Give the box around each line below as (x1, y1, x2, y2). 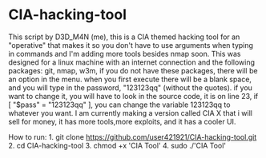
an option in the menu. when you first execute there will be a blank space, (8, 74, 252, 84)
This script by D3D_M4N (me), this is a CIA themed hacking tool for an (8, 32, 240, 41)
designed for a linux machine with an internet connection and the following (8, 57, 255, 67)
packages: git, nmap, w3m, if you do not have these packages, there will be (8, 65, 258, 75)
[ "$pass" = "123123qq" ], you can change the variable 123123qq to (8, 100, 231, 109)
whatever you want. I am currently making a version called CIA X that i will (8, 108, 252, 117)
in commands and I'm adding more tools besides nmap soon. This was (8, 49, 241, 58)
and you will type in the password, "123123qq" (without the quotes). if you (8, 82, 252, 93)
